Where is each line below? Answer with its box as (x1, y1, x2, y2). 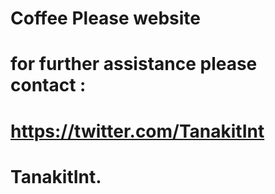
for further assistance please (10, 53, 258, 76)
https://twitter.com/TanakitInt (10, 120, 265, 142)
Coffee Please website (10, 7, 202, 30)
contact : (10, 74, 87, 97)
